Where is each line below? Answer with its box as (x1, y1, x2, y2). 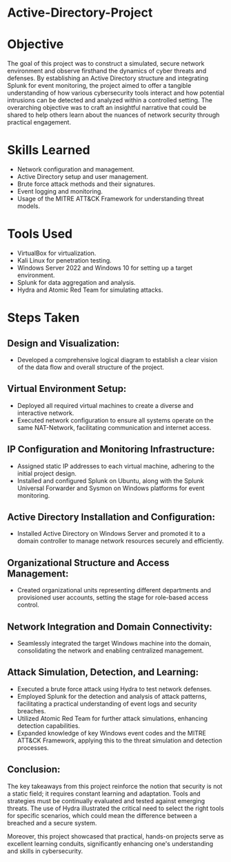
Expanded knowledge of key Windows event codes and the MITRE (17, 729, 207, 737)
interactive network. (17, 409, 74, 417)
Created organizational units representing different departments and (17, 586, 212, 594)
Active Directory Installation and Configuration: (7, 512, 216, 523)
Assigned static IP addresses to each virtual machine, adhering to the (17, 462, 215, 470)
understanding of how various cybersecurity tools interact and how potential (7, 88, 225, 97)
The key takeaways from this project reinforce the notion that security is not (7, 782, 223, 790)
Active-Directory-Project (7, 5, 153, 21)
